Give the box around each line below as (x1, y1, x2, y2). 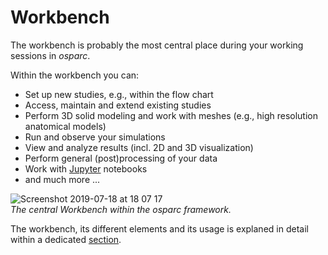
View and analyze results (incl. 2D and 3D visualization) (24, 141, 254, 153)
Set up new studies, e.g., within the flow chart (24, 88, 214, 100)
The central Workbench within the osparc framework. (10, 203, 232, 215)
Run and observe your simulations (24, 131, 166, 143)
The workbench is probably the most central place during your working (10, 39, 304, 51)
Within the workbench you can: (10, 69, 140, 81)
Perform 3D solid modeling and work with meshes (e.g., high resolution (24, 109, 318, 121)
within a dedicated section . (10, 233, 122, 245)
